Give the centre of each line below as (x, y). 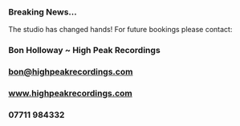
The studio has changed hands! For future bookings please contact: (120, 30)
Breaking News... (43, 12)
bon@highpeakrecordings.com (71, 72)
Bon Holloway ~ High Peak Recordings (84, 51)
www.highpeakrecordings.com (70, 93)
